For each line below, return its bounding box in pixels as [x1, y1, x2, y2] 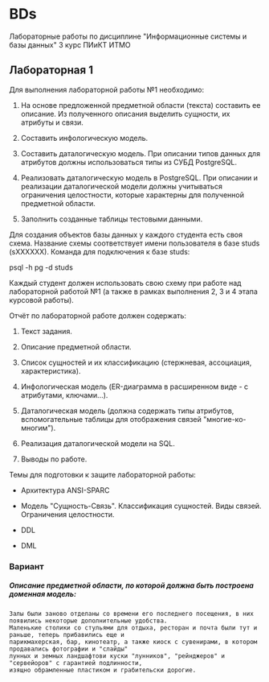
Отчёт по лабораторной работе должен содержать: [9, 311, 187, 320]
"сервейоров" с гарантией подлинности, [9, 659, 143, 667]
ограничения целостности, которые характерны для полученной [20, 190, 244, 200]
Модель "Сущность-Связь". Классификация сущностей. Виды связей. [20, 501, 262, 510]
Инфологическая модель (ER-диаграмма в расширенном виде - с [20, 382, 249, 391]
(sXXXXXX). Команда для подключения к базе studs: [9, 246, 190, 256]
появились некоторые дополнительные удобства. [9, 617, 168, 625]
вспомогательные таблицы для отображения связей [20, 414, 202, 424]
